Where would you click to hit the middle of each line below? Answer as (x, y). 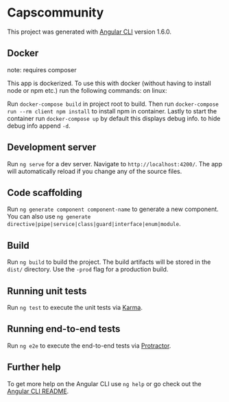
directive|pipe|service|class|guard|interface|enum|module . (94, 224)
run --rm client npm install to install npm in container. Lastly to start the (112, 111)
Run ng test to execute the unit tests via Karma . (75, 308)
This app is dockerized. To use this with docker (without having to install (109, 83)
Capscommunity (56, 13)
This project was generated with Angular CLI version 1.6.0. (89, 32)
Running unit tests (47, 291)
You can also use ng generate (49, 216)
